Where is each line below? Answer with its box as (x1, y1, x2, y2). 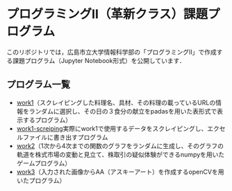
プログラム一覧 (6, 79, 71, 91)
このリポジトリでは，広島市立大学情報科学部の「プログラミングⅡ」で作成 (6, 48, 217, 56)
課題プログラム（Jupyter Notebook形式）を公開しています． (12, 56, 185, 64)
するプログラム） (22, 116, 72, 124)
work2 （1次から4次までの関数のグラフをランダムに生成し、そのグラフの (16, 141, 224, 149)
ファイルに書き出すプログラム (22, 133, 108, 141)
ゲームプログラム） (16, 158, 72, 167)
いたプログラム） (16, 176, 66, 184)
